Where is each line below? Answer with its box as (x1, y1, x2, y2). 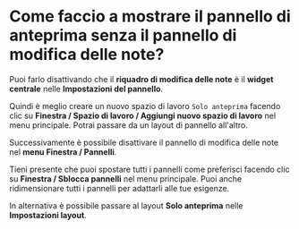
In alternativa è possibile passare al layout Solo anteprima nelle (9, 199, 243, 211)
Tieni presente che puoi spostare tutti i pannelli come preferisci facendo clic (9, 164, 290, 174)
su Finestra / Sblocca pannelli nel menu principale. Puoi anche (9, 173, 243, 184)
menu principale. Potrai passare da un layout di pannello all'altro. (9, 119, 249, 131)
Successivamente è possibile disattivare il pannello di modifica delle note (9, 137, 279, 148)
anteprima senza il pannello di (9, 25, 237, 46)
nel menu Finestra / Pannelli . (9, 146, 117, 157)
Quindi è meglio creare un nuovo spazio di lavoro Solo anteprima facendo (9, 100, 281, 111)
